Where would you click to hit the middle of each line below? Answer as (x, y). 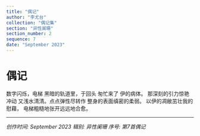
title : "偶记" (23, 12)
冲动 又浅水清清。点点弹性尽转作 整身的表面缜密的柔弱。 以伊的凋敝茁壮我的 (100, 101)
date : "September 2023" (36, 45)
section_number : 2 (29, 34)
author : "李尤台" (26, 17)
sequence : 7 (21, 39)
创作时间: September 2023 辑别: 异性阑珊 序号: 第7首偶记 (76, 126)
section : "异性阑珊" (30, 28)
